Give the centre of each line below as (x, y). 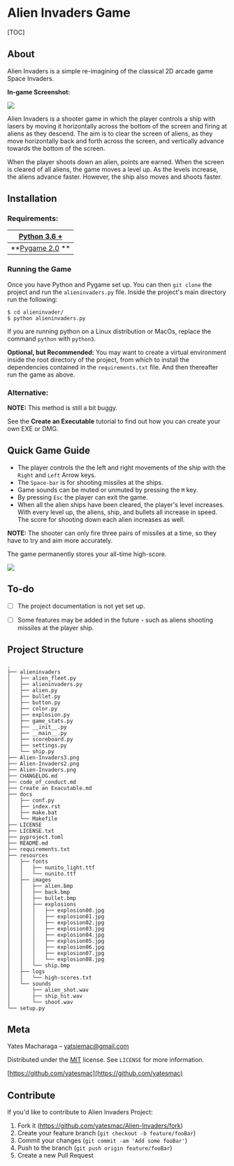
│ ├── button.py (34, 702)
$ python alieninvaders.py (46, 318)
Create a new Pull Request (56, 1156)
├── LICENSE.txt (31, 831)
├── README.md (28, 843)
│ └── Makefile (32, 819)
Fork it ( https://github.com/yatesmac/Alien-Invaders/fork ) (100, 1125)
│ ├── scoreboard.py (40, 739)
